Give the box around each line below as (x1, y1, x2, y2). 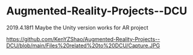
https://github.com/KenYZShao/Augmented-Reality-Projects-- (6, 35, 160, 42)
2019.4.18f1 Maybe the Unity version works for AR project (6, 24, 149, 31)
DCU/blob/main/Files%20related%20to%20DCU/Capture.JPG (6, 42, 160, 49)
